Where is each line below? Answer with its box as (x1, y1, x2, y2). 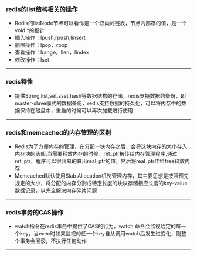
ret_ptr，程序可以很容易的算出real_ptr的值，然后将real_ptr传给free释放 (14, 157, 185, 165)
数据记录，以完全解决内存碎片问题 (14, 186, 97, 194)
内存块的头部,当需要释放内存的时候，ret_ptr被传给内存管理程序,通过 (14, 150, 178, 157)
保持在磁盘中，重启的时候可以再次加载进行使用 (19, 107, 133, 114)
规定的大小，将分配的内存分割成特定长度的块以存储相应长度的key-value (14, 179, 188, 186)
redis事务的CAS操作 (6, 208, 64, 216)
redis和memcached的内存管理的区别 (6, 128, 111, 136)
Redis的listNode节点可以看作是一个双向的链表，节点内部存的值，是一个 (14, 19, 187, 27)
